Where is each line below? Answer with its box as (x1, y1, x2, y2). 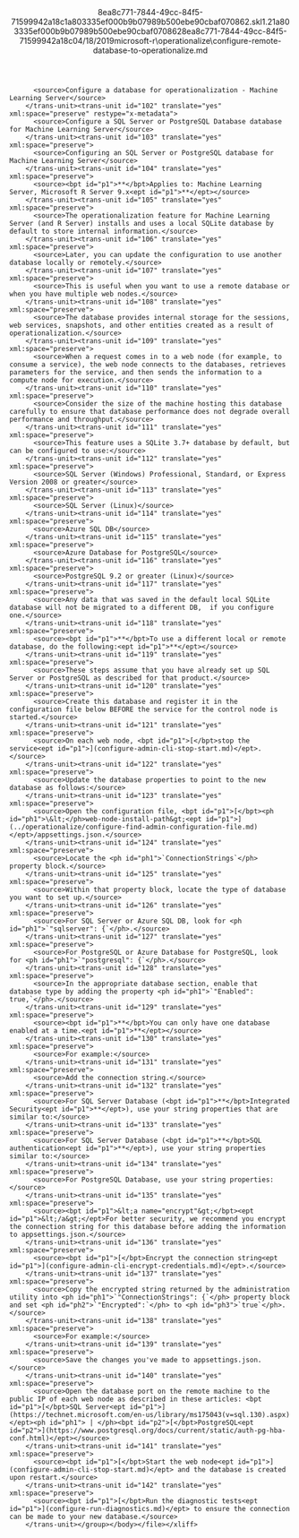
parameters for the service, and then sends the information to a (9, 368, 262, 377)
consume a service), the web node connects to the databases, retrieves (9, 360, 286, 369)
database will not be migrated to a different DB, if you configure (9, 603, 275, 612)
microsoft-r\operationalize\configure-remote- (114, 36, 282, 46)
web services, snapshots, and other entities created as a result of (9, 321, 275, 330)
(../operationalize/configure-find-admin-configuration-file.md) (9, 822, 258, 831)
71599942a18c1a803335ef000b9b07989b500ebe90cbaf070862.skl (11, 16, 262, 27)
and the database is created (177, 1465, 286, 1474)
